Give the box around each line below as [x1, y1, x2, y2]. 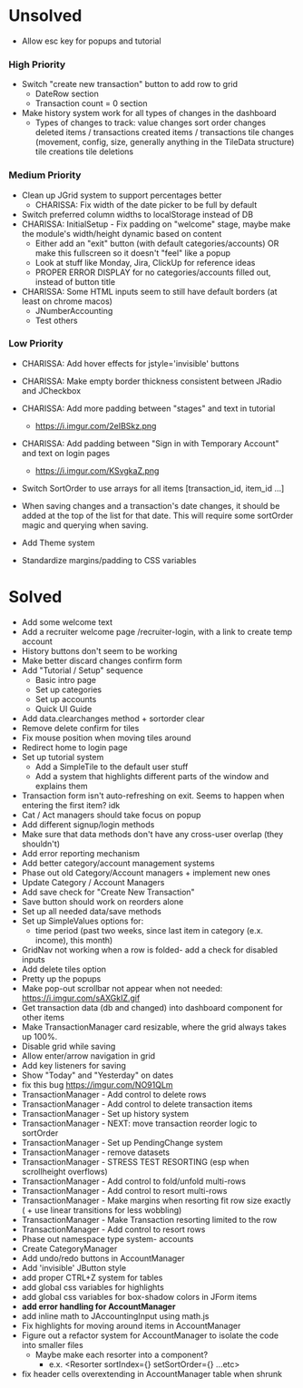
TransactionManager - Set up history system [21, 1108, 190, 1119]
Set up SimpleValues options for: [21, 915, 144, 926]
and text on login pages [21, 447, 111, 458]
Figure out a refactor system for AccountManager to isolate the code [21, 1330, 279, 1341]
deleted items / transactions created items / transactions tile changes [34, 127, 294, 138]
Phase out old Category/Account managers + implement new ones [21, 867, 271, 878]
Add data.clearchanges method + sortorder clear [21, 713, 205, 724]
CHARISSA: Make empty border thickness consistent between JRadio [21, 376, 282, 386]
